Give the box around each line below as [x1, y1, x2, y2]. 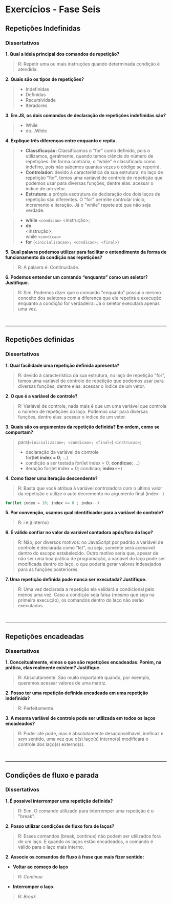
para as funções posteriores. [17, 566, 79, 572]
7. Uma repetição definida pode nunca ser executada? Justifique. [5, 577, 147, 583]
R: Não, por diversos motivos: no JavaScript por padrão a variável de [17, 539, 164, 545]
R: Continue [17, 873, 43, 879]
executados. [17, 603, 45, 609]
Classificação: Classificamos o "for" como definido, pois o [25, 147, 150, 153]
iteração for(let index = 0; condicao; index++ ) [25, 465, 123, 471]
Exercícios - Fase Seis [5, 4, 101, 15]
